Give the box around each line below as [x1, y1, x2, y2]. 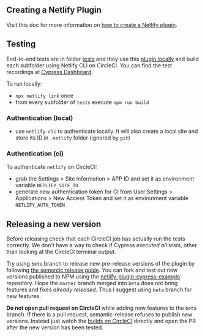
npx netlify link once [15, 92, 74, 99]
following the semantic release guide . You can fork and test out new [6, 266, 178, 274]
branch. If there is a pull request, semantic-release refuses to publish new [6, 311, 193, 318]
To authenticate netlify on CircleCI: [6, 163, 98, 171]
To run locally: [6, 80, 42, 88]
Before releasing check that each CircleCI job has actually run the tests [6, 235, 185, 242]
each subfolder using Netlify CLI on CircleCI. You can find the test [6, 61, 173, 69]
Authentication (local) [6, 113, 73, 122]
